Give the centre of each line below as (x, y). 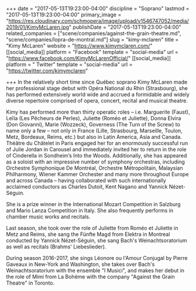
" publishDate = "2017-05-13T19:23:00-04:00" (125, 27)
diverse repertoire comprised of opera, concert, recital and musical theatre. (97, 101)
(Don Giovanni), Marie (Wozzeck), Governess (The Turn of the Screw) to (93, 124)
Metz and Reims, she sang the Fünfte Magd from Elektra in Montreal (88, 234)
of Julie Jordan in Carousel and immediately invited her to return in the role (96, 149)
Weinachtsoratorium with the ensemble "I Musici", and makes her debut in (95, 271)
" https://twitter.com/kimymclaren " (47, 71)
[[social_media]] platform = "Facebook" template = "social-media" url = (92, 52)
